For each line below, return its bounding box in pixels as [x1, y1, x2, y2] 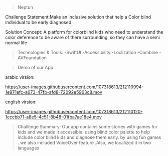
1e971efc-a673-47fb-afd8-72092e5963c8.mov [5, 89, 103, 95]
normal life [5, 40, 28, 46]
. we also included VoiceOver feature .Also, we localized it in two [17, 140, 151, 145]
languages [17, 145, 40, 151]
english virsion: [5, 99, 37, 105]
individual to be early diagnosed [5, 20, 72, 25]
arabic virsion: [5, 74, 35, 80]
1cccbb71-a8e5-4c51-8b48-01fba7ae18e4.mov [5, 114, 102, 120]
